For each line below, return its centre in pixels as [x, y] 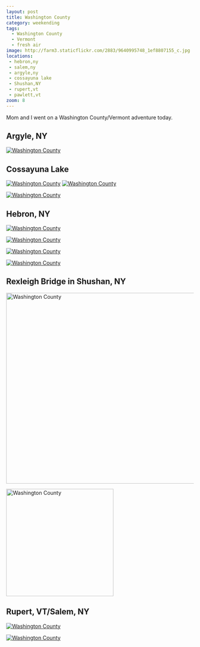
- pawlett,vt [25, 95]
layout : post [22, 12]
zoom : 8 [16, 100]
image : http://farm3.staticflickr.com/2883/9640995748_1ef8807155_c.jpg [98, 51]
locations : [20, 56]
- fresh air [26, 45]
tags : [13, 28]
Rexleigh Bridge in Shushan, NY [66, 282]
